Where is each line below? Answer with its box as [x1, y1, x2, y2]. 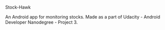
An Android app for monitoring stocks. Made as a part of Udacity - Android [5, 14, 160, 19]
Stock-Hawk [5, 4, 31, 10]
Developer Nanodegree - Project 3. [5, 19, 78, 25]
